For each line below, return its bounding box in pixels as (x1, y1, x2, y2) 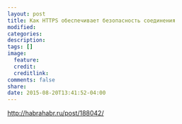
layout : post (7, 10, 46, 18)
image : (7, 50, 27, 57)
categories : (7, 30, 42, 38)
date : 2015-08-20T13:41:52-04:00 (7, 89, 106, 96)
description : (7, 37, 46, 44)
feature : (13, 57, 40, 64)
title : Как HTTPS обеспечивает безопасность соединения (7, 17, 176, 24)
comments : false (7, 76, 55, 84)
